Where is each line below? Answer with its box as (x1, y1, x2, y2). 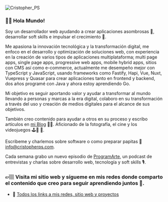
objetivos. (5, 106, 25, 112)
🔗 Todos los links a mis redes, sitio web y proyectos (12, 191, 119, 197)
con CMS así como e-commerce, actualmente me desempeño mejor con (5, 65, 155, 71)
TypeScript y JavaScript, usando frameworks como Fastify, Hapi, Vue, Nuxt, (5, 70, 162, 76)
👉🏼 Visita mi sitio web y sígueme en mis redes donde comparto (5, 173, 163, 180)
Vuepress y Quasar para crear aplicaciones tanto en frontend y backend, (5, 75, 155, 81)
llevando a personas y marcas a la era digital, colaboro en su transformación (5, 95, 163, 102)
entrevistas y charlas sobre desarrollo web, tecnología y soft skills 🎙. (5, 159, 146, 165)
